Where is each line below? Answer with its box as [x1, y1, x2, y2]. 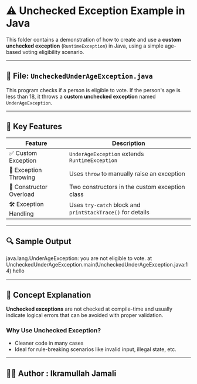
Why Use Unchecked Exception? [6, 326, 101, 335]
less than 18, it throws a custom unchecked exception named [6, 93, 157, 100]
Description [111, 139, 145, 147]
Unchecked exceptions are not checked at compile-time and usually [6, 305, 173, 312]
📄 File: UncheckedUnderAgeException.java [6, 71, 153, 81]
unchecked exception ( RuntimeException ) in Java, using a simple [6, 42, 164, 49]
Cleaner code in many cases [14, 339, 84, 347]
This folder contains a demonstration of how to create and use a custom [6, 36, 182, 43]
